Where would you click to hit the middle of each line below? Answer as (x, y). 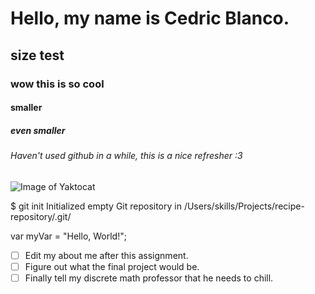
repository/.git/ (41, 216)
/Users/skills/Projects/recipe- (244, 206)
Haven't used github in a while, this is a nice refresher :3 (126, 156)
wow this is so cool (57, 84)
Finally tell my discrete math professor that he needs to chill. (149, 278)
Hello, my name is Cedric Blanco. (150, 18)
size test (37, 55)
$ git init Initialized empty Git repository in (96, 206)
